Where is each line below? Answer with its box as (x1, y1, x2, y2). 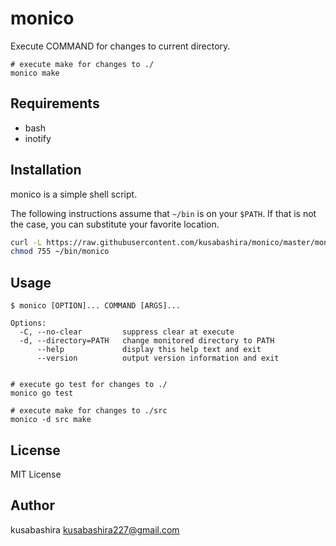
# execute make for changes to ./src (10, 406, 168, 416)
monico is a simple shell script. (10, 188, 138, 200)
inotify (24, 132, 52, 144)
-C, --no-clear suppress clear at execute (19, 327, 235, 337)
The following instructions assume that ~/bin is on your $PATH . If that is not (10, 207, 317, 219)
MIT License (10, 468, 62, 480)
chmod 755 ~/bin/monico (10, 247, 110, 257)
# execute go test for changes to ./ (10, 380, 168, 390)
